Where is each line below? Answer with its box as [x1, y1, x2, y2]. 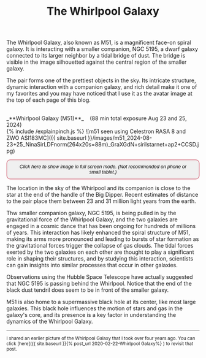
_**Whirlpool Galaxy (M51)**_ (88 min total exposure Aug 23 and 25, [6, 115, 187, 122]
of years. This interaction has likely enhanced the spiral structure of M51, [6, 229, 190, 237]
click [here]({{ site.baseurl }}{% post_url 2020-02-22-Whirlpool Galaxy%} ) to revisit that [6, 341, 194, 347]
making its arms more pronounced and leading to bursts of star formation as [6, 235, 199, 243]
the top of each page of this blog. [6, 96, 91, 104]
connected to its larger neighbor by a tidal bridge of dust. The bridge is [6, 52, 186, 59]
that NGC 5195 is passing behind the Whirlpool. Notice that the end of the [6, 280, 192, 288]
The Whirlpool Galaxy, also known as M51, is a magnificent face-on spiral [6, 39, 191, 47]
